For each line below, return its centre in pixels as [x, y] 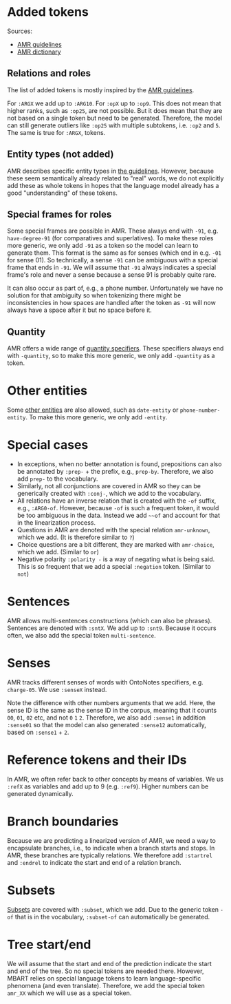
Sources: [20, 31]
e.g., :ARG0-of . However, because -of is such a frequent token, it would [118, 508]
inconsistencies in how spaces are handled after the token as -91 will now [112, 303]
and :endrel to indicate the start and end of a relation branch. [94, 862]
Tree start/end [49, 944]
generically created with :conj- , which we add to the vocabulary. [109, 494]
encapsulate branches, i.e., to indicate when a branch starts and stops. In [111, 848]
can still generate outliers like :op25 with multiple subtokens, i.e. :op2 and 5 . [114, 125]
